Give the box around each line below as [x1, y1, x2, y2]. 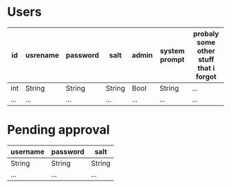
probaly [192, 29, 219, 38]
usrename [25, 50, 60, 60]
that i [197, 63, 215, 73]
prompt [159, 54, 185, 64]
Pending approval [7, 122, 110, 138]
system [159, 46, 185, 56]
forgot [195, 71, 217, 81]
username [10, 147, 45, 156]
